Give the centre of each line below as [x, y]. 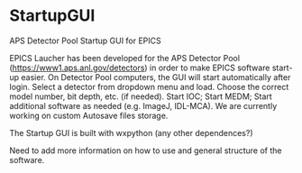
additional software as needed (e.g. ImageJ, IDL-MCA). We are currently [143, 105]
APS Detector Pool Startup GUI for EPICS [86, 41]
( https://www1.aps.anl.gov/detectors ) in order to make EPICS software [140, 68]
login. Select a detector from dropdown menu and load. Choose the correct [149, 86]
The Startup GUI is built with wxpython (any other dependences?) [131, 132]
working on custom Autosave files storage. [89, 115]
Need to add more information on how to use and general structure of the [146, 150]
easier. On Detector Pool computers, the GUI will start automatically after [156, 77]
